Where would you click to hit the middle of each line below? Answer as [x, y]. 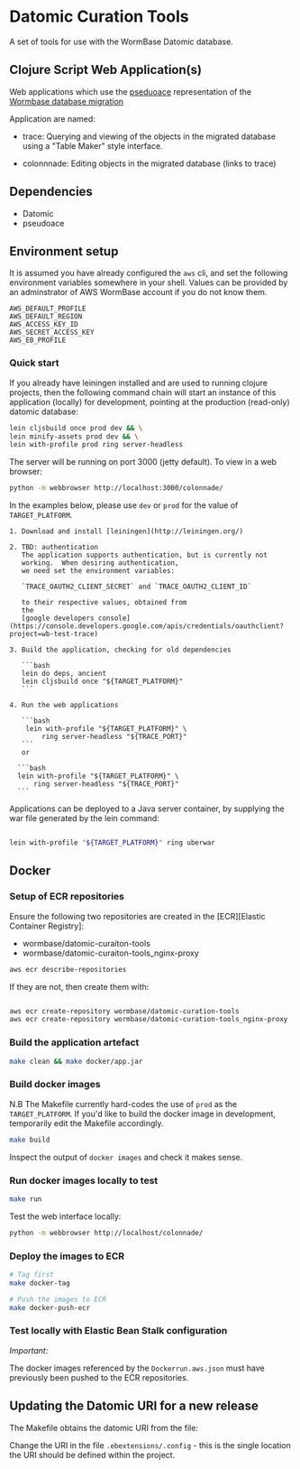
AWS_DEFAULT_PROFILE [48, 309]
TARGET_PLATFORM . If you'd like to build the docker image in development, [143, 1113]
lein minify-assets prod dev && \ [74, 436]
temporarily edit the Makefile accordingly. [86, 1123]
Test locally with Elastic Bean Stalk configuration [118, 1331]
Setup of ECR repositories [67, 897]
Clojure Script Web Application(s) [106, 70]
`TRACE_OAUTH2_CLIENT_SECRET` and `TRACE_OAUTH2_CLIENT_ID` [136, 587]
